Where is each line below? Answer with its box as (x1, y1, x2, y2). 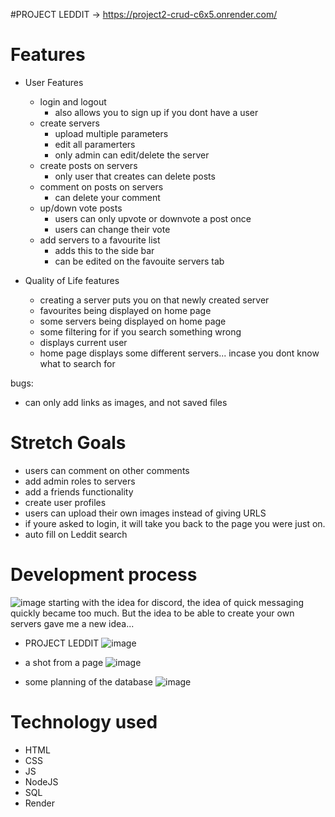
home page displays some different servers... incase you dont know (39, 347, 320, 359)
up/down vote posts (39, 202, 123, 214)
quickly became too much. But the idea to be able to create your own (10, 607, 295, 619)
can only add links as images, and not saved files (24, 396, 228, 408)
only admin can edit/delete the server (54, 149, 210, 161)
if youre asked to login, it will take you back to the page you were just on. (24, 517, 326, 529)
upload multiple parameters (54, 127, 169, 139)
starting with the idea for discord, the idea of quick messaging (48, 596, 305, 608)
